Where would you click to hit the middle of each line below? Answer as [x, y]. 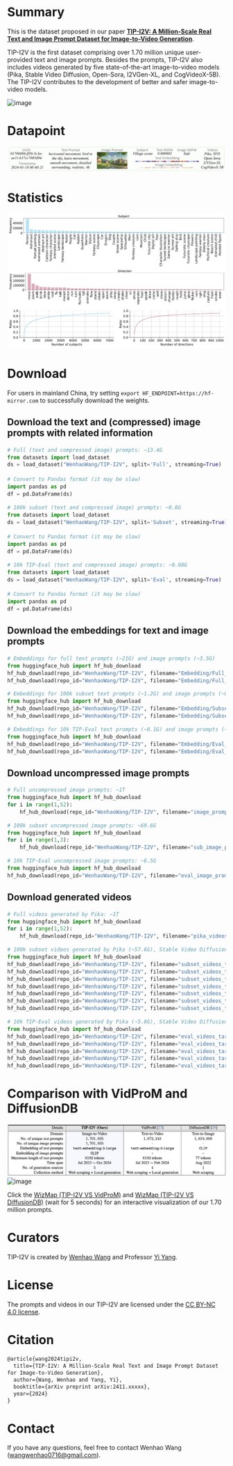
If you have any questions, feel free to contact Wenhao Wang [95, 1448]
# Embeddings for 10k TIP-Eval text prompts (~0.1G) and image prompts [113, 729]
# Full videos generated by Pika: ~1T [63, 914]
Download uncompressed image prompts [98, 773]
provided [20, 59]
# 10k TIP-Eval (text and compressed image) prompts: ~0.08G [97, 565]
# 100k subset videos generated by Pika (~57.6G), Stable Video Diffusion [118, 950]
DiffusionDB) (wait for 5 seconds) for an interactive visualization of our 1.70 [114, 1202]
